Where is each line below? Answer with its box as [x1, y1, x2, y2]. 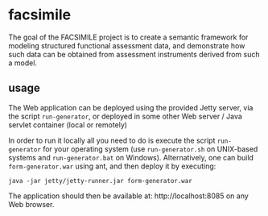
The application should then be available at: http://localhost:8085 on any [8, 191, 249, 201]
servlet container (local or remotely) [8, 119, 127, 130]
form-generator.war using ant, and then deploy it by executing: [8, 161, 216, 171]
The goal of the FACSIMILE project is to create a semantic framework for [8, 32, 249, 42]
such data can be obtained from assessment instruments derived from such [8, 49, 260, 59]
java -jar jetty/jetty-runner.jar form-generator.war [8, 177, 193, 185]
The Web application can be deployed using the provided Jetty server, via [8, 102, 254, 112]
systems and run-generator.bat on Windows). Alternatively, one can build [8, 152, 254, 162]
